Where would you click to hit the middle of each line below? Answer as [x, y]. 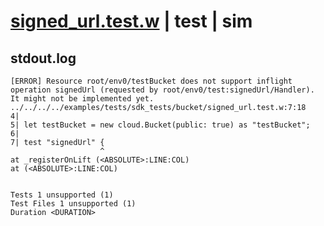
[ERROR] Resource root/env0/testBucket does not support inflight [151, 81]
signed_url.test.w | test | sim [131, 21]
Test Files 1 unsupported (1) [73, 204]
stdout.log [43, 58]
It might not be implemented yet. [82, 99]
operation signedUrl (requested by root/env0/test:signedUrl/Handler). [162, 90]
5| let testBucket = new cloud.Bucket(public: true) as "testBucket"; [160, 125]
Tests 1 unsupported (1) [62, 195]
